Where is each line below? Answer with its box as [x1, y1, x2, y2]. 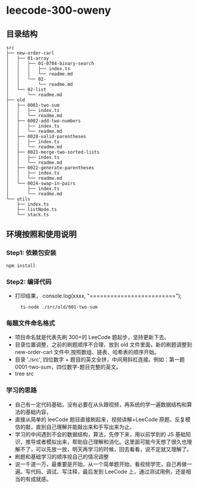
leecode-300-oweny [6, 4, 111, 17]
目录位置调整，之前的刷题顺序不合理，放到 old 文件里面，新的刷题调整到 [14, 341, 193, 349]
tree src [14, 370, 34, 377]
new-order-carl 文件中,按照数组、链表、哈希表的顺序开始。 [14, 349, 160, 356]
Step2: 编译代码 [6, 278, 52, 286]
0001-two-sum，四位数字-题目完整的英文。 [14, 363, 122, 371]
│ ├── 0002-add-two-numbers [6, 118, 81, 124]
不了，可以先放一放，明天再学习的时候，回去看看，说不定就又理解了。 [20, 445, 192, 453]
